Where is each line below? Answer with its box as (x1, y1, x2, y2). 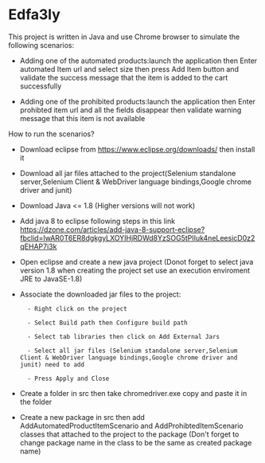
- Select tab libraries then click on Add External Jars (27, 332, 220, 340)
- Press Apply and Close (27, 375, 110, 383)
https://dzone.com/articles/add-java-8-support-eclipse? (19, 225, 205, 234)
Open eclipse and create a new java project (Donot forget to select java (19, 257, 254, 266)
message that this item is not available (19, 113, 146, 123)
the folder (19, 397, 53, 406)
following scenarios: (8, 40, 75, 49)
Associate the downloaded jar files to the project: (19, 289, 181, 299)
